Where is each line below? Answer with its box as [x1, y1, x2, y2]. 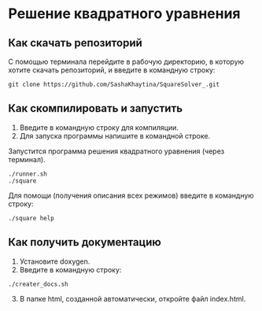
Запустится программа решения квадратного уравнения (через [8, 146, 225, 156]
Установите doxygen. [19, 257, 90, 266]
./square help [8, 214, 55, 222]
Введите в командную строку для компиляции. [19, 123, 179, 132]
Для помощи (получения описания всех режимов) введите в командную [8, 191, 254, 200]
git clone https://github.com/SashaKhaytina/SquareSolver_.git [8, 80, 220, 88]
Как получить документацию [8, 235, 161, 249]
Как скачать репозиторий [8, 36, 143, 50]
